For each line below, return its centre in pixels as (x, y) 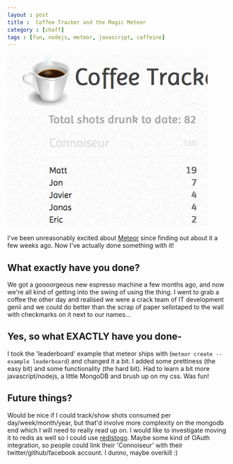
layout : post (28, 15)
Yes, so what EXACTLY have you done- (95, 337)
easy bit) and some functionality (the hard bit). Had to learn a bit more (108, 368)
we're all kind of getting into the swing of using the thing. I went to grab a (113, 292)
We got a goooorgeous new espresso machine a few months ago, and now (116, 284)
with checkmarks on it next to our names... (69, 315)
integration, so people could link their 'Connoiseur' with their (95, 445)
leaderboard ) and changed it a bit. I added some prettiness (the (124, 361)
